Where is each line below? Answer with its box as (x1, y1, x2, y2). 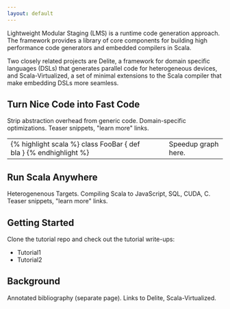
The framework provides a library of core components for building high (7, 36, 207, 45)
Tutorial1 (16, 249, 41, 257)
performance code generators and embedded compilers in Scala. (7, 43, 192, 51)
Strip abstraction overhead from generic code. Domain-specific (7, 117, 186, 125)
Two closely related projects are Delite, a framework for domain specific (7, 56, 210, 65)
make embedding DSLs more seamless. (7, 78, 119, 87)
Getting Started (7, 217, 75, 229)
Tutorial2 (16, 255, 42, 264)
